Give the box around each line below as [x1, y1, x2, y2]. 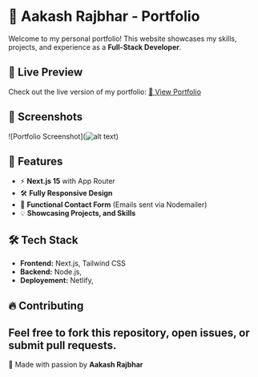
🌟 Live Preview [8, 66, 83, 79]
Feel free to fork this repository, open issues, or [8, 326, 250, 339]
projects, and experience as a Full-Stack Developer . [8, 42, 182, 51]
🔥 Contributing [8, 298, 84, 312]
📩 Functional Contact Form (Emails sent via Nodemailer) [19, 200, 208, 209]
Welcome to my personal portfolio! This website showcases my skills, [8, 34, 237, 43]
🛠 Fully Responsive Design [19, 188, 113, 198]
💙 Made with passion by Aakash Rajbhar [8, 360, 143, 370]
